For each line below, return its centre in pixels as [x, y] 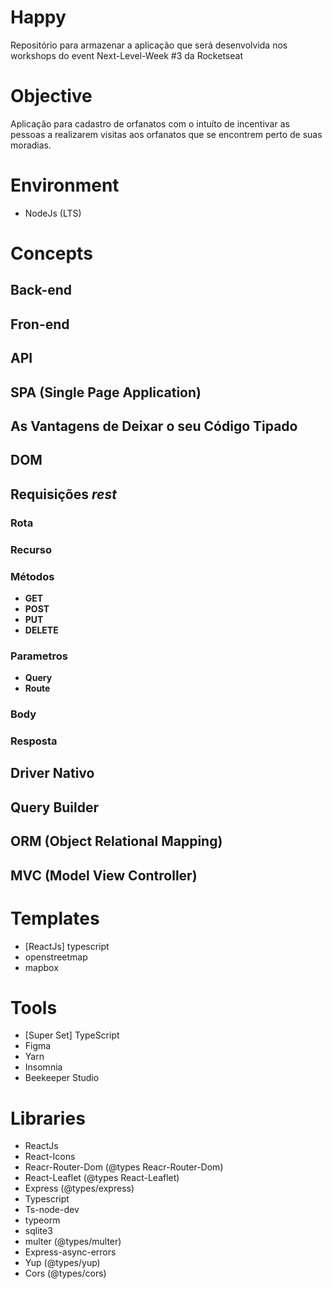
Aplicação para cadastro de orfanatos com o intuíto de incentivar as [150, 123]
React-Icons [50, 1157]
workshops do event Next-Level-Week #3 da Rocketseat [126, 55]
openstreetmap [56, 957]
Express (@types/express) [79, 1188]
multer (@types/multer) [73, 1242]
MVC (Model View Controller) [104, 875]
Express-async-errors [70, 1252]
